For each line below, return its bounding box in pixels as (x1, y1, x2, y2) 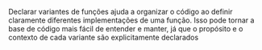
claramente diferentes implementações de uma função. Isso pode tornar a (8, 15, 255, 25)
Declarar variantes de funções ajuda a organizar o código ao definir (8, 7, 233, 16)
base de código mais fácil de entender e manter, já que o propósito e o (8, 24, 243, 33)
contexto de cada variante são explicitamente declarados (8, 32, 199, 42)
